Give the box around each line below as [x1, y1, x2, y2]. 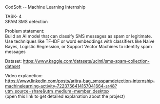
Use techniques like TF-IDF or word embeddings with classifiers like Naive [5, 38, 155, 44]
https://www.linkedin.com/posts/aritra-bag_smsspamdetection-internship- [5, 78, 155, 84]
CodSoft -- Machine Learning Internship [5, 4, 86, 10]
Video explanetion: [5, 73, 43, 78]
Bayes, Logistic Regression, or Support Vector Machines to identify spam [5, 44, 152, 49]
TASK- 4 [5, 14, 22, 19]
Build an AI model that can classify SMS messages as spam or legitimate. [5, 34, 152, 39]
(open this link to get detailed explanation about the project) [5, 93, 125, 99]
